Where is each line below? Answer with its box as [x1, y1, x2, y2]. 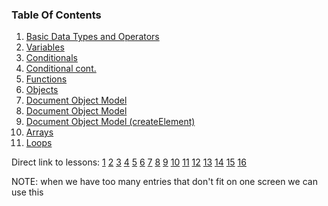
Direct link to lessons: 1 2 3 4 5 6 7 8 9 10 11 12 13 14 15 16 [11, 156, 247, 168]
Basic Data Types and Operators [25, 31, 160, 43]
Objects [25, 84, 59, 96]
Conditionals [25, 52, 78, 64]
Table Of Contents [11, 8, 102, 22]
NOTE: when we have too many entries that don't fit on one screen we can [11, 176, 318, 188]
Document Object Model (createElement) [25, 116, 196, 128]
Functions [25, 73, 68, 85]
